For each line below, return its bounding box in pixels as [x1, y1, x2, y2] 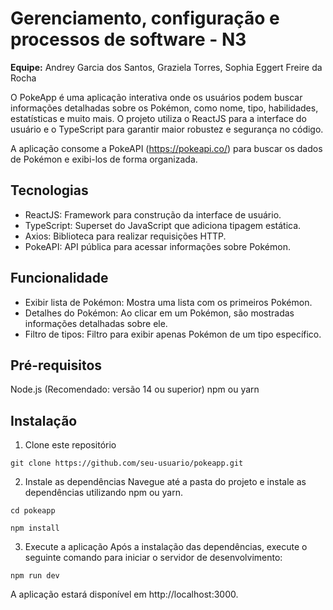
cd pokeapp [10, 506, 56, 516]
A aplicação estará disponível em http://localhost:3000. [10, 588, 239, 601]
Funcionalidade [10, 270, 109, 287]
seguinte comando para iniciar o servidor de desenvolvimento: [24, 552, 283, 564]
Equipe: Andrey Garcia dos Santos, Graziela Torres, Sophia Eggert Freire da [10, 61, 323, 73]
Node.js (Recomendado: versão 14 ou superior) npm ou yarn [10, 383, 260, 396]
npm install [10, 523, 60, 534]
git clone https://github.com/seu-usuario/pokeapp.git [10, 458, 244, 469]
